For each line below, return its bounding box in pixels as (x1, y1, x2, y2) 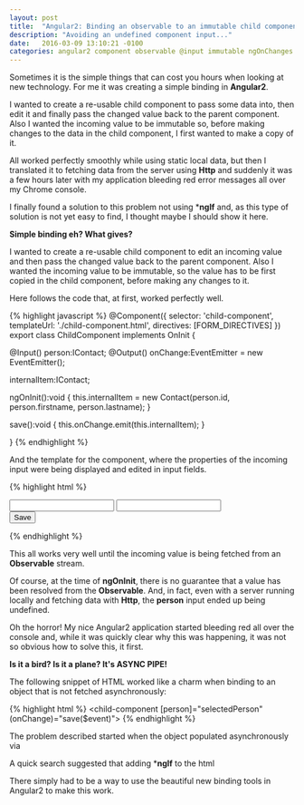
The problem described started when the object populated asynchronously (9, 731, 290, 742)
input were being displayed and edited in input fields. (9, 464, 207, 475)
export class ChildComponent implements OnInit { (9, 330, 196, 341)
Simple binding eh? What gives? (9, 228, 133, 240)
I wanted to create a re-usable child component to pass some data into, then (9, 99, 295, 110)
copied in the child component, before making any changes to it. (9, 276, 251, 286)
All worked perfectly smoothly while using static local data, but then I (9, 155, 267, 166)
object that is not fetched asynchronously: (9, 686, 167, 697)
